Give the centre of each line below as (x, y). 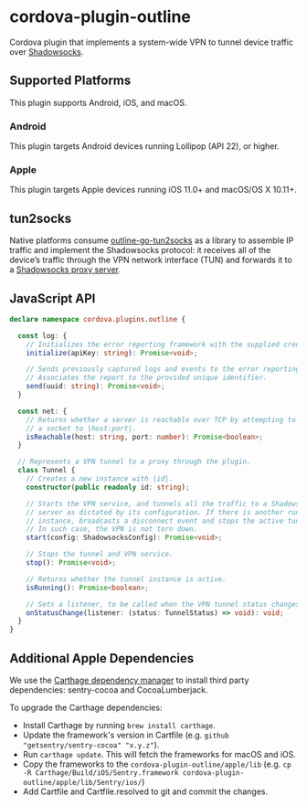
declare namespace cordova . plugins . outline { (97, 319)
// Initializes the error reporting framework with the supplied (153, 345)
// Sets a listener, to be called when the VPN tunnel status (147, 604)
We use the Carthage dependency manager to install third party (129, 680)
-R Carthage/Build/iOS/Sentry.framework (101, 773)
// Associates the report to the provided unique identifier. (147, 378)
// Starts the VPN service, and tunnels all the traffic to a (147, 504)
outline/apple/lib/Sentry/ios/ (82, 783)
